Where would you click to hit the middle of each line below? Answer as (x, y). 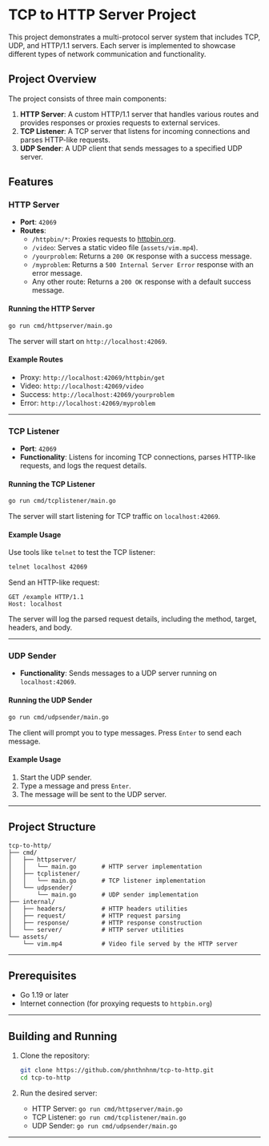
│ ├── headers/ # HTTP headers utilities (98, 909)
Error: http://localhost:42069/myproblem (88, 403)
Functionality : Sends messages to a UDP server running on (118, 673)
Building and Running (63, 1036)
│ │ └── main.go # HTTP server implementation (105, 867)
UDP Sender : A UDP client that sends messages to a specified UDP (131, 148)
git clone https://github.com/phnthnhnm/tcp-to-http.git (117, 1071)
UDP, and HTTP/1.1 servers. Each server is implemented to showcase (122, 45)
